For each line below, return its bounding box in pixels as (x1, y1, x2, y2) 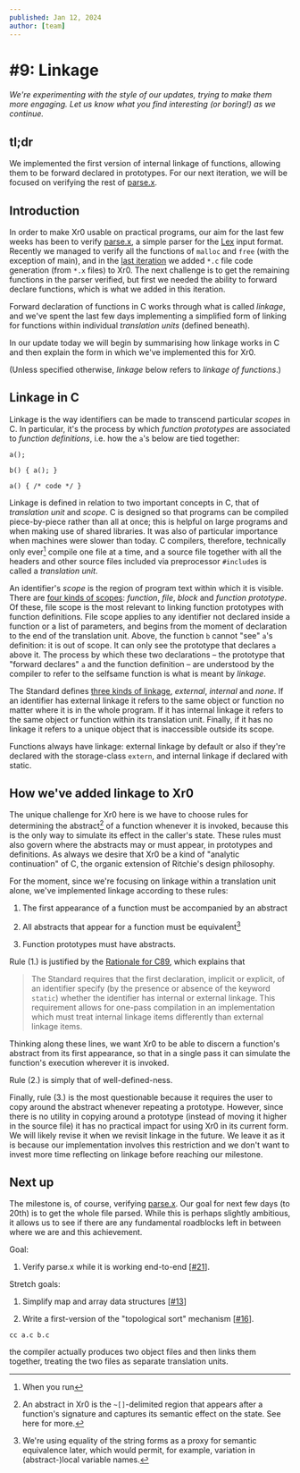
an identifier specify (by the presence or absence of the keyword (30, 983, 271, 994)
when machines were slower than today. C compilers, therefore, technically (9, 535, 287, 546)
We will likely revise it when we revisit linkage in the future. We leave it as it (9, 1130, 286, 1140)
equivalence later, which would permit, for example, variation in (21, 1445, 256, 1456)
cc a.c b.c (9, 1331, 50, 1340)
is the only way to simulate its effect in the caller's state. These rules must (9, 830, 281, 841)
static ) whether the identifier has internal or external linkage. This (30, 992, 276, 1003)
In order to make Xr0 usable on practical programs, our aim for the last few (9, 227, 284, 238)
